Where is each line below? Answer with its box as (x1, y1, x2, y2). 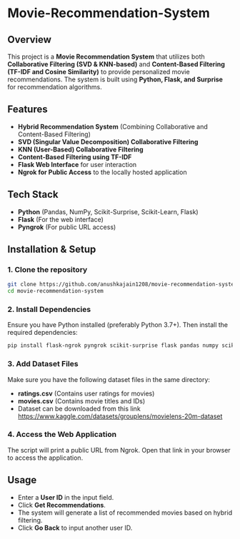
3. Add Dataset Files (7, 359, 79, 369)
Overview (7, 34, 52, 46)
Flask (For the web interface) (17, 215, 104, 223)
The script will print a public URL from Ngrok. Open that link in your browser (7, 445, 231, 454)
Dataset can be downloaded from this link (17, 404, 141, 413)
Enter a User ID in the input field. (17, 493, 114, 501)
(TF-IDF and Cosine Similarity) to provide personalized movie (7, 68, 191, 76)
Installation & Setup (7, 243, 96, 256)
